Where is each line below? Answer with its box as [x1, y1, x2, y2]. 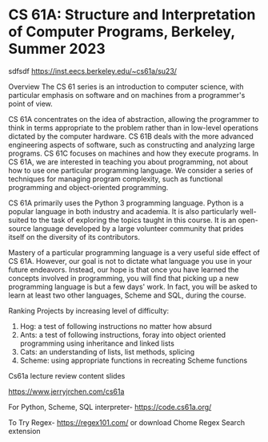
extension [8, 426, 42, 436]
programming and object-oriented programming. [8, 182, 169, 192]
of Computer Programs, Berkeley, [8, 22, 235, 41]
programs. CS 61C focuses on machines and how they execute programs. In [8, 148, 259, 158]
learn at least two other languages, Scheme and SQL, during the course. [8, 290, 246, 300]
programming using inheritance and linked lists [19, 339, 174, 348]
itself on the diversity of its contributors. [8, 232, 140, 241]
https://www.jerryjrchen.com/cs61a [8, 387, 125, 396]
